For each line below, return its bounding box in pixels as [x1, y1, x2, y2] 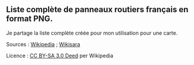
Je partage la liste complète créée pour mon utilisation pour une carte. [6, 29, 178, 36]
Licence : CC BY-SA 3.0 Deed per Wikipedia [6, 52, 114, 59]
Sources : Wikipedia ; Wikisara [6, 40, 80, 47]
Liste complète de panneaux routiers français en [6, 5, 189, 15]
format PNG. [6, 14, 53, 24]
